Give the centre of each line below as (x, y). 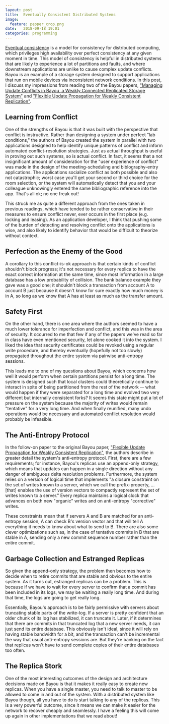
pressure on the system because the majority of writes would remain (76, 403)
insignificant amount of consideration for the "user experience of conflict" (82, 161)
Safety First (24, 312)
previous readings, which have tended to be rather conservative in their (79, 209)
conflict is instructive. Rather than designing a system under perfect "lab (80, 135)
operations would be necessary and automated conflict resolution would (80, 414)
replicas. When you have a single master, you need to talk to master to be (81, 689)
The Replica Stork (34, 666)
